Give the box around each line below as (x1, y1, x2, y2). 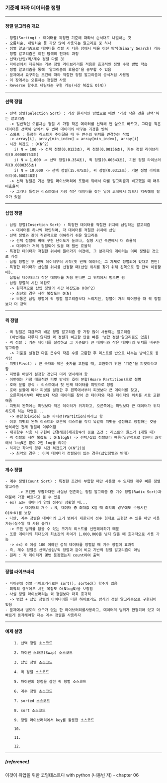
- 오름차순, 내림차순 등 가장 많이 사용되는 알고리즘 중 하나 (5, 41, 112, 46)
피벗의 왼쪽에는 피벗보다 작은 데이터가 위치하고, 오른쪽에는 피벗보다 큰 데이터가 (9, 403, 151, 408)
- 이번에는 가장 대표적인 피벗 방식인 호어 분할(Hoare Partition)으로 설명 (5, 377, 142, 382)
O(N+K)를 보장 (5, 511, 31, 516)
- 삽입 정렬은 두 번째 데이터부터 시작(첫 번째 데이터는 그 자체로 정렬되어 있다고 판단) (5, 259, 160, 264)
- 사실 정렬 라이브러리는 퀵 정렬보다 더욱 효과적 (5, 591, 91, 597)
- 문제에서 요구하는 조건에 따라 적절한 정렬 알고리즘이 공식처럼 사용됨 (5, 72, 130, 78)
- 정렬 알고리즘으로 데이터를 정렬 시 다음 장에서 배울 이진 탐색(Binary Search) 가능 (5, 46, 161, 51)
